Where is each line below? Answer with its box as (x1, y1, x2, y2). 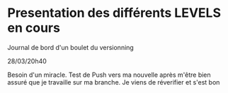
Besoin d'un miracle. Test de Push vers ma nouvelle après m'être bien (7, 70, 211, 79)
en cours (7, 20, 60, 36)
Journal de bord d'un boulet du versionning (7, 43, 135, 51)
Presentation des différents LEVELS (7, 5, 222, 21)
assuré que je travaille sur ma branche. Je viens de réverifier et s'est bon (7, 77, 220, 86)
